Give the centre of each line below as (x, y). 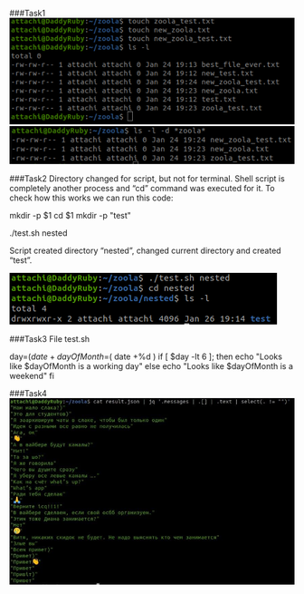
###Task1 (28, 13)
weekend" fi (32, 375)
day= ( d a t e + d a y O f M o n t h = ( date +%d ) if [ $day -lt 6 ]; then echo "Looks (146, 356)
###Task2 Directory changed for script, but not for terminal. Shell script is (147, 178)
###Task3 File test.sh (50, 338)
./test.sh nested (38, 233)
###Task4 (28, 393)
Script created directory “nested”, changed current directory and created (146, 250)
